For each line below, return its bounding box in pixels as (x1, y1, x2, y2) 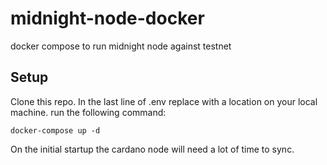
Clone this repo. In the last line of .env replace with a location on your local (10, 95, 318, 107)
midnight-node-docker (10, 7, 205, 30)
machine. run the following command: (10, 106, 167, 118)
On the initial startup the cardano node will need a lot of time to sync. (10, 143, 295, 155)
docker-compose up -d (10, 125, 101, 136)
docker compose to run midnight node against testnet (10, 40, 232, 52)
